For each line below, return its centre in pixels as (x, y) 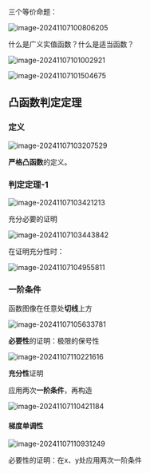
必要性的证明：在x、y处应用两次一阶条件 (75, 460)
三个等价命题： (33, 12)
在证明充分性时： (36, 251)
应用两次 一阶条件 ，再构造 (50, 391)
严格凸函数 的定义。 (40, 161)
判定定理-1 (29, 185)
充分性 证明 (26, 373)
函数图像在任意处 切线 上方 (50, 308)
